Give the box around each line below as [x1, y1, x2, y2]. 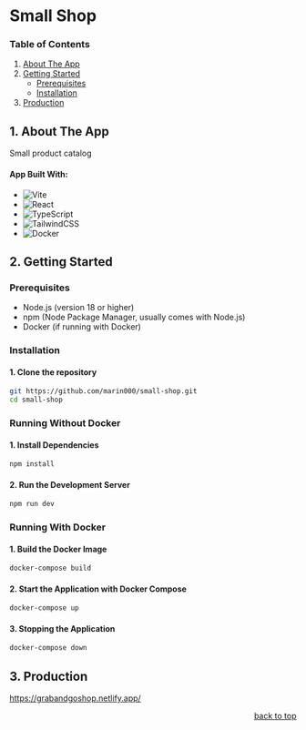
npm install [9, 460, 55, 469]
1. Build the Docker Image [9, 543, 107, 554]
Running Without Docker [9, 416, 121, 429]
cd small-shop [9, 395, 64, 405]
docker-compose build [9, 563, 92, 573]
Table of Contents [9, 38, 91, 51]
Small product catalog [9, 147, 93, 159]
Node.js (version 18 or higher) [22, 302, 135, 313]
